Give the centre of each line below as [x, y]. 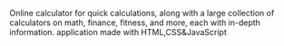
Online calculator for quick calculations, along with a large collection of [142, 13]
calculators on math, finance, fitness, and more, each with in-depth [135, 23]
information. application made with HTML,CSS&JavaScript [118, 32]
